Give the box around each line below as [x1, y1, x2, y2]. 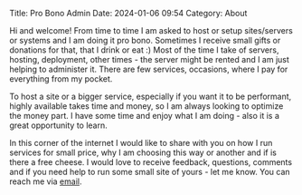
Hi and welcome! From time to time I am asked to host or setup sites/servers [9, 25, 294, 35]
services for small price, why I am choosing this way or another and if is [9, 147, 278, 158]
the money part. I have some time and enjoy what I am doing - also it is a [9, 111, 280, 121]
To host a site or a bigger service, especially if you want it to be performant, [9, 91, 292, 102]
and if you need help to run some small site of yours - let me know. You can [9, 167, 291, 177]
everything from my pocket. [9, 73, 113, 84]
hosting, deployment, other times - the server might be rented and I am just [9, 54, 289, 64]
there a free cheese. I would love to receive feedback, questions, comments [9, 157, 292, 167]
